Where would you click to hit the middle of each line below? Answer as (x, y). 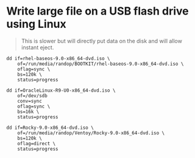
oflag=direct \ (37, 143)
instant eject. (37, 47)
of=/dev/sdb (32, 95)
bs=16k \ (28, 112)
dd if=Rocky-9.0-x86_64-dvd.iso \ (50, 128)
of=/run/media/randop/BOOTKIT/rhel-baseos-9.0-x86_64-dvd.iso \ (101, 64)
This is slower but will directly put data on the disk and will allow (102, 41)
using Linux (36, 24)
